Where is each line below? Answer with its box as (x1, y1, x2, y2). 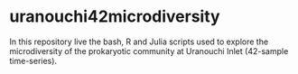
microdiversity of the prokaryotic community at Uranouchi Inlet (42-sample (9, 45, 289, 56)
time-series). (9, 55, 57, 66)
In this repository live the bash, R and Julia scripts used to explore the (9, 36, 269, 47)
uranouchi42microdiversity (9, 6, 220, 27)
